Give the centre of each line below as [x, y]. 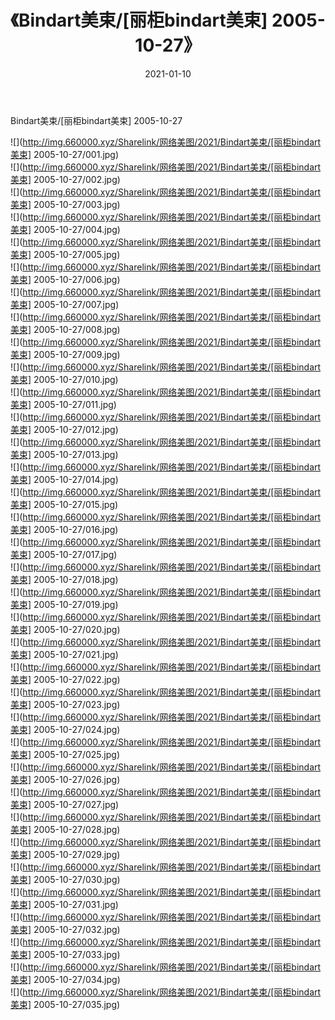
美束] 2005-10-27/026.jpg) [65, 779]
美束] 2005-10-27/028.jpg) [65, 829]
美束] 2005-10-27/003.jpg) [65, 204]
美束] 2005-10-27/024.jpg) [65, 729]
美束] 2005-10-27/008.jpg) [65, 329]
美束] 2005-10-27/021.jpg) [64, 654]
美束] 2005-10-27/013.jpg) [64, 454]
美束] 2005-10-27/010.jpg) [64, 379]
